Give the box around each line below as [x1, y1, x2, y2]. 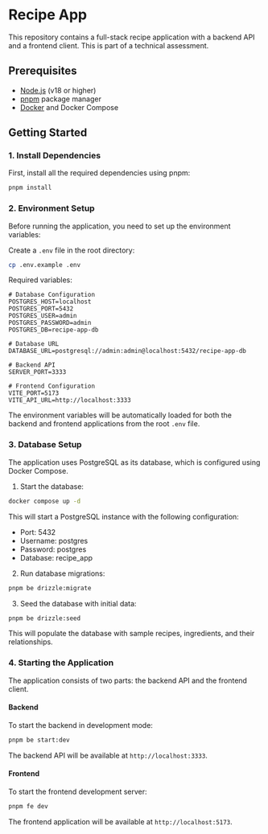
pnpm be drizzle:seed [8, 614, 81, 622]
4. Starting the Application [8, 657, 114, 668]
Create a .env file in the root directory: [8, 245, 135, 255]
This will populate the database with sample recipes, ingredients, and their [8, 629, 255, 639]
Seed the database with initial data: [19, 598, 137, 608]
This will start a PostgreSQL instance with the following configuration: [8, 511, 239, 521]
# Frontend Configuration [8, 382, 95, 391]
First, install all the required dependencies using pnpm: [8, 168, 191, 178]
